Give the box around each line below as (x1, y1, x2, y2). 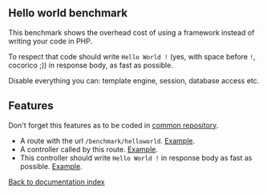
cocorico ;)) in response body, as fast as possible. (8, 60, 174, 70)
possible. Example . (19, 161, 83, 171)
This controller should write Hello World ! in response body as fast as (19, 152, 253, 163)
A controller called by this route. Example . (19, 144, 158, 154)
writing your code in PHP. (8, 36, 93, 46)
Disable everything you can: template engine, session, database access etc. (8, 75, 260, 85)
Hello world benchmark (8, 6, 128, 20)
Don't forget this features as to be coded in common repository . (8, 120, 219, 130)
